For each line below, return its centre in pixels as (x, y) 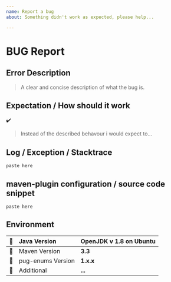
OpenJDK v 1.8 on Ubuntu (118, 241)
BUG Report (35, 51)
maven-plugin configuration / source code (85, 184)
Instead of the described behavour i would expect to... (86, 134)
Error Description (38, 73)
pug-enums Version (47, 261)
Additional (33, 270)
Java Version (37, 241)
